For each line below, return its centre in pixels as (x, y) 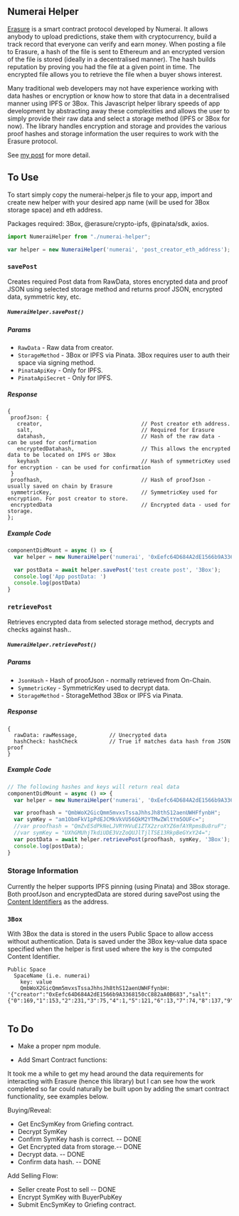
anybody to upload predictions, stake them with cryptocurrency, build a (112, 36)
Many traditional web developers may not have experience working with (113, 88)
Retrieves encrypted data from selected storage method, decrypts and (111, 622)
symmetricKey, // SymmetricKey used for (114, 492)
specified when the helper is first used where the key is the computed (110, 949)
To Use (23, 177)
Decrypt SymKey (42, 1131)
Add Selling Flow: (33, 1175)
